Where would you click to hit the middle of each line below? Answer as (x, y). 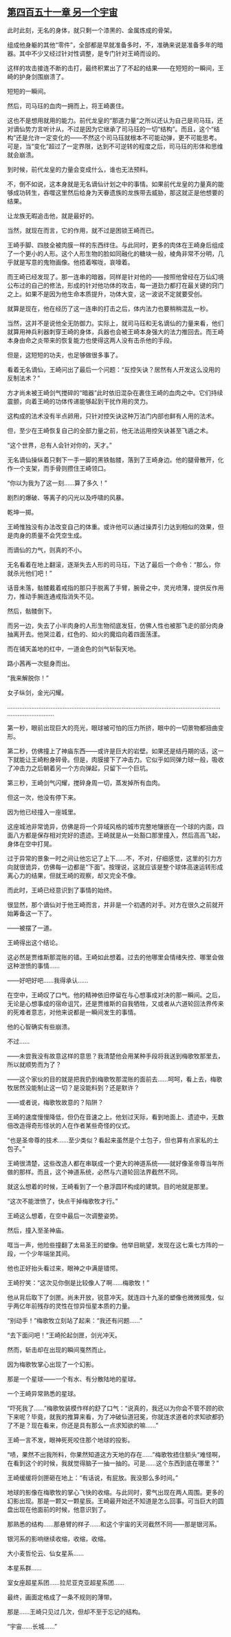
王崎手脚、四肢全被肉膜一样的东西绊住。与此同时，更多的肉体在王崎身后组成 (115, 245)
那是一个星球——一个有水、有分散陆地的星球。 (73, 1379)
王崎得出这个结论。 (34, 942)
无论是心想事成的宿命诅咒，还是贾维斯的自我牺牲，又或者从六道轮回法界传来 (115, 1003)
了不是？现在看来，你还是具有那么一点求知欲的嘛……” (83, 1425)
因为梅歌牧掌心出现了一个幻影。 (52, 1364)
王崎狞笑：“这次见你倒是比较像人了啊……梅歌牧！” (78, 1282)
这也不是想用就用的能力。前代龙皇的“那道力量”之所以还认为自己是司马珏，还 (115, 120)
